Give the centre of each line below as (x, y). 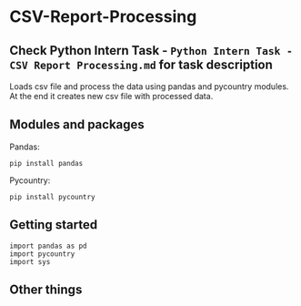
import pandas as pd (49, 246)
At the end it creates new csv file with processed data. (111, 96)
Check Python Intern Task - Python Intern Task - (151, 51)
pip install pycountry (52, 197)
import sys (30, 261)
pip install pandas (46, 163)
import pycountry (42, 254)
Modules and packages (77, 125)
